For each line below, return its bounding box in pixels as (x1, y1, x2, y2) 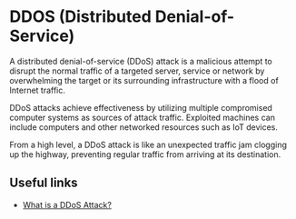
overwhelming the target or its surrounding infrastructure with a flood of (9, 75, 279, 85)
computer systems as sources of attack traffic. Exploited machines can (9, 112, 275, 123)
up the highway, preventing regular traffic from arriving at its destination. (9, 148, 281, 160)
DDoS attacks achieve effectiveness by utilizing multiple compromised (9, 102, 272, 113)
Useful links (9, 175, 79, 191)
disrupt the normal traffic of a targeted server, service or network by (9, 65, 265, 76)
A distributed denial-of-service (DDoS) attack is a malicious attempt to (9, 55, 272, 66)
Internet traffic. (9, 85, 66, 95)
